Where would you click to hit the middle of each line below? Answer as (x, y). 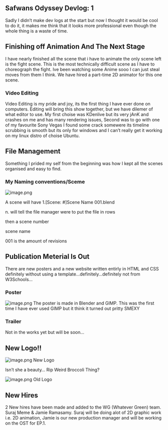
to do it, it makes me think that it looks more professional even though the (81, 25)
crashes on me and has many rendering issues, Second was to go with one (82, 119)
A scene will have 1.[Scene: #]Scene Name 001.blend (60, 202)
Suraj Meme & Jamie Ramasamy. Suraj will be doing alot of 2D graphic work (83, 412)
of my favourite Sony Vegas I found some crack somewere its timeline (77, 125)
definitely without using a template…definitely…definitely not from (73, 274)
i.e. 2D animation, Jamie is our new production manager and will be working (83, 418)
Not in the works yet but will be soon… (45, 332)
